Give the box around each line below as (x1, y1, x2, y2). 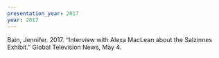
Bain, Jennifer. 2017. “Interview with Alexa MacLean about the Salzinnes (7, 35, 213, 43)
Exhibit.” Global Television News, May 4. (7, 43, 122, 51)
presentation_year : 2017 (7, 10, 79, 17)
